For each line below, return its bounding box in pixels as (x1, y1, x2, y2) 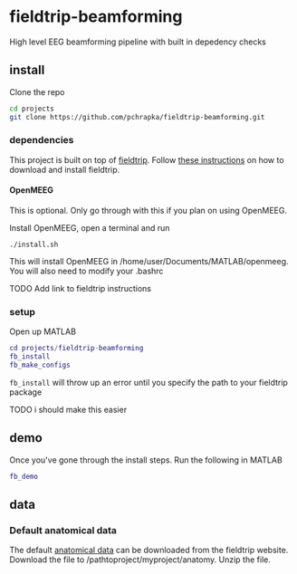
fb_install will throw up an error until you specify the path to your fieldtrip (9, 377, 288, 387)
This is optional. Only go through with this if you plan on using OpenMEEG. (9, 206, 288, 215)
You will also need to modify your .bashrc (9, 265, 164, 276)
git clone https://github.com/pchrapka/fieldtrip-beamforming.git (9, 112, 265, 121)
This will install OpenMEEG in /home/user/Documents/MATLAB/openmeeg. (9, 256, 289, 266)
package (9, 387, 43, 397)
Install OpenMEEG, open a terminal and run (9, 223, 170, 233)
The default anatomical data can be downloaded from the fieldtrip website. (9, 545, 289, 556)
